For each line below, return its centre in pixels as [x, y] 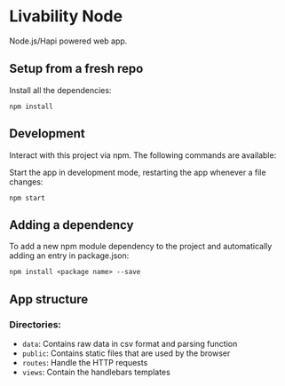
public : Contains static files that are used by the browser [126, 353]
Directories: [36, 324]
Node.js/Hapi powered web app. [68, 41]
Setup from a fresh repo [76, 69]
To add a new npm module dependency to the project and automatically [141, 247]
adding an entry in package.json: [69, 256]
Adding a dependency [71, 225]
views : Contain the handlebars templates [96, 372]
